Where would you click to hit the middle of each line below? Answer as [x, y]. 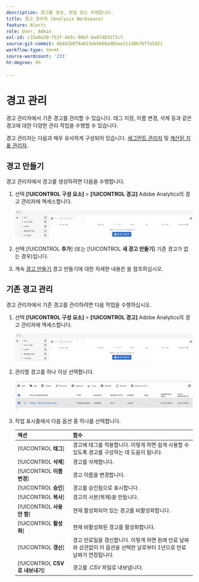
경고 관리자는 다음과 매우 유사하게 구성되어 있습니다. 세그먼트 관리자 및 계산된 [95, 138]
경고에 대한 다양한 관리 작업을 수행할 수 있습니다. [62, 126]
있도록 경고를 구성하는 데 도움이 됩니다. [118, 452]
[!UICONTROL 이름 [40, 471]
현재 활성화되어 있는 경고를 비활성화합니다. [122, 510]
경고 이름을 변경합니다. [99, 475]
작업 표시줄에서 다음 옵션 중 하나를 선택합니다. [68, 421]
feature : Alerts [26, 25]
